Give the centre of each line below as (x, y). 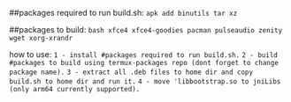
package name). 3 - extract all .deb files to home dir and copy (131, 72)
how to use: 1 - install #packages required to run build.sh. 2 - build (144, 55)
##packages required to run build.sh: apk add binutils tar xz (123, 13)
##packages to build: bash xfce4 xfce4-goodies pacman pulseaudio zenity (146, 29)
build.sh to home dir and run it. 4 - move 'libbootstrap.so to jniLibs (145, 82)
